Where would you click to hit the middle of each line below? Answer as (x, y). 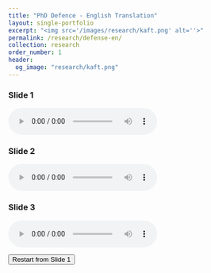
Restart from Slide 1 (42, 259)
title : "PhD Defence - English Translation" (83, 15)
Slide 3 (22, 207)
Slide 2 (22, 151)
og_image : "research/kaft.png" (67, 67)
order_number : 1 (35, 52)
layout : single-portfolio (51, 23)
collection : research (44, 45)
